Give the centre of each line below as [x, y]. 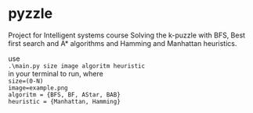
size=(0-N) [26, 81]
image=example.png [38, 88]
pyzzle [31, 14]
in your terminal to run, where [56, 73]
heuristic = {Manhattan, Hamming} [65, 101]
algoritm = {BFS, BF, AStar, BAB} [65, 94]
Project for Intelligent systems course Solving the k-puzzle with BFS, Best [127, 35]
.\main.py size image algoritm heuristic [77, 66]
